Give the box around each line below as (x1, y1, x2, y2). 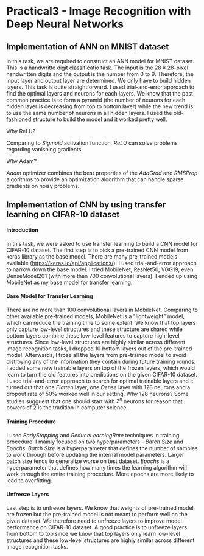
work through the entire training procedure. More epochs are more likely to (6, 470, 194, 478)
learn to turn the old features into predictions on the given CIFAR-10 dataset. (6, 370, 198, 378)
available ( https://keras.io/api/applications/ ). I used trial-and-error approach (6, 259, 197, 266)
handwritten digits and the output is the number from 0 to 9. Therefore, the (6, 71, 194, 77)
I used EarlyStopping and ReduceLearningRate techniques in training (6, 431, 180, 439)
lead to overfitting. (6, 476, 53, 484)
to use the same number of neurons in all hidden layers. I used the (6, 109, 172, 116)
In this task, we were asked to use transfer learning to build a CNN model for (6, 240, 198, 247)
